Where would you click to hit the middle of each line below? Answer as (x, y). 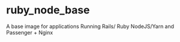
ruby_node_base (48, 10)
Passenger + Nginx (30, 32)
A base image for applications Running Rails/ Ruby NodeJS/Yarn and (90, 26)
